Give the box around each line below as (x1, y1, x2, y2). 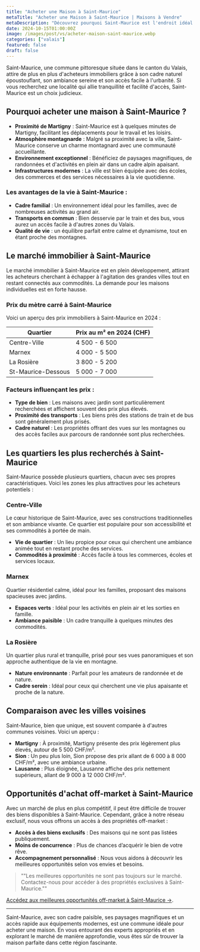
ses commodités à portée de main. (6, 527, 91, 535)
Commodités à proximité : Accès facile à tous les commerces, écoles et (14, 551, 192, 558)
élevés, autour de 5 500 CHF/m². (14, 746, 96, 753)
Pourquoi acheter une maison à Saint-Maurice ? (6, 107, 187, 117)
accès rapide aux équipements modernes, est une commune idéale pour (6, 920, 185, 927)
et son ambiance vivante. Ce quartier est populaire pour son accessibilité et (6, 521, 192, 528)
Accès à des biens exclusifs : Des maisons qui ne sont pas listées (14, 828, 177, 836)
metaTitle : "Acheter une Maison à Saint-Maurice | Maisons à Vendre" (6, 14, 183, 20)
